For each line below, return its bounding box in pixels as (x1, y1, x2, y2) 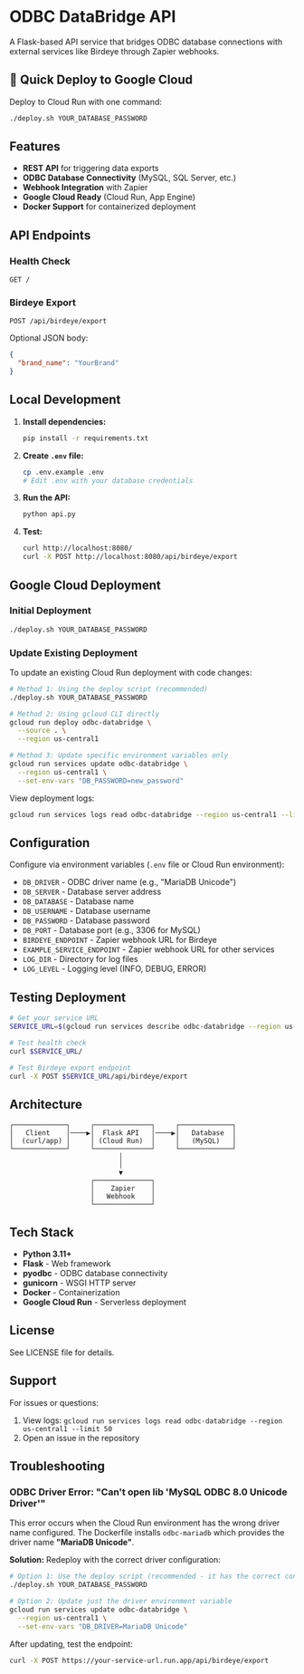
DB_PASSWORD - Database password (22, 915, 150, 926)
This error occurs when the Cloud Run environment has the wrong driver (9, 1517, 280, 1528)
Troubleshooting (9, 1458, 106, 1474)
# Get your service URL (9, 1014, 100, 1023)
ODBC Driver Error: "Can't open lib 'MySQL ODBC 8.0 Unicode (9, 1486, 288, 1498)
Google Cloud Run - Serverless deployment (22, 1297, 187, 1308)
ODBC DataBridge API (9, 6, 176, 27)
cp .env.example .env (22, 467, 104, 476)
